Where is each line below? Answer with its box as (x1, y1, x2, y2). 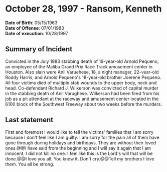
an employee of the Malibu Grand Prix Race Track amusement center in (5, 63, 153, 69)
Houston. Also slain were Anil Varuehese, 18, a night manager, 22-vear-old (5, 69, 159, 75)
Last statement (5, 116, 54, 124)
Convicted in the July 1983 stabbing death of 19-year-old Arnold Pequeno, (5, 58, 159, 64)
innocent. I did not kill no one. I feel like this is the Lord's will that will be (5, 150, 153, 156)
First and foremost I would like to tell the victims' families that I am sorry (5, 129, 154, 135)
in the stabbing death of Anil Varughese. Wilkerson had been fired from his (5, 90, 159, 96)
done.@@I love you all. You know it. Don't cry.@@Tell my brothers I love (5, 155, 154, 161)
